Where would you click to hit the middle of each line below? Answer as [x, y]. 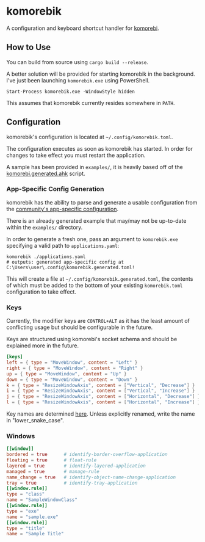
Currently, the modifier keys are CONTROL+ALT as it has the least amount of [98, 321]
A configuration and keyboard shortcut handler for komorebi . [83, 28]
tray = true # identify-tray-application [72, 483]
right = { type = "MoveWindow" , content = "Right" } [75, 368]
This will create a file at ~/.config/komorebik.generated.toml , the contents [100, 278]
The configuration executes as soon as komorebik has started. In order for [100, 148]
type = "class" [26, 494]
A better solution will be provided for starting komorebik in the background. [101, 74]
